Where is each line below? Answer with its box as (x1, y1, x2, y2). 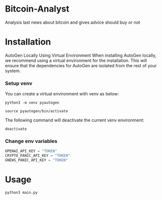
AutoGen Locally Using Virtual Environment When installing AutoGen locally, (5, 52, 157, 58)
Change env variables (5, 138, 58, 145)
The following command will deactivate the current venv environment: (5, 117, 145, 123)
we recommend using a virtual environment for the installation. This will (5, 57, 147, 63)
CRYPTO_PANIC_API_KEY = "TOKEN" (5, 154, 70, 158)
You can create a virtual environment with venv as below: (5, 91, 119, 97)
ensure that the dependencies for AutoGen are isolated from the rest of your (5, 62, 157, 68)
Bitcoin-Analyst (5, 3, 70, 15)
